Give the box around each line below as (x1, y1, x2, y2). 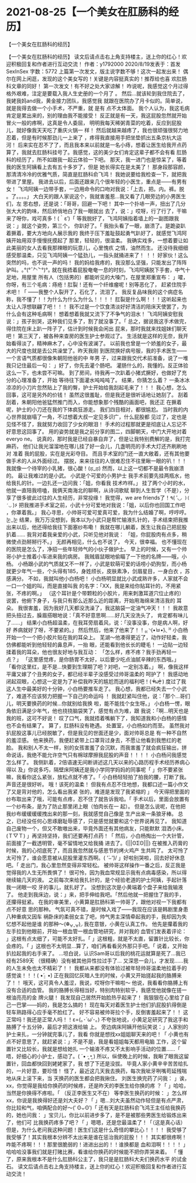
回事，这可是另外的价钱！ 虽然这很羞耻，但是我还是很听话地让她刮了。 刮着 (6, 391, 188, 398)
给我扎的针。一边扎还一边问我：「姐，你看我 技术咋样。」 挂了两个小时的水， (6, 479, 188, 486)
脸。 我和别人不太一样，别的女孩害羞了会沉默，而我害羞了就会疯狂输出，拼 (6, 744, 187, 751)
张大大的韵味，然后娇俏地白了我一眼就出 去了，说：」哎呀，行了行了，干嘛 (6, 207, 187, 215)
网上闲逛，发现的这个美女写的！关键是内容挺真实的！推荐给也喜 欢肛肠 (16, 75, 187, 82)
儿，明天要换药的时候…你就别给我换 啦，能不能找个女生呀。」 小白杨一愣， (6, 700, 185, 707)
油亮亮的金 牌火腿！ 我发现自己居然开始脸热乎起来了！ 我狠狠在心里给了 (11, 994, 185, 1001)
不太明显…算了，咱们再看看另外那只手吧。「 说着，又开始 (50, 942, 188, 950)
